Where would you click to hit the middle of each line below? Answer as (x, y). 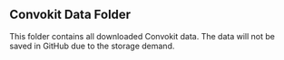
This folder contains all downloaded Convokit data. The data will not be (142, 36)
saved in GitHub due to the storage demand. (92, 46)
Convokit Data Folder (70, 15)
